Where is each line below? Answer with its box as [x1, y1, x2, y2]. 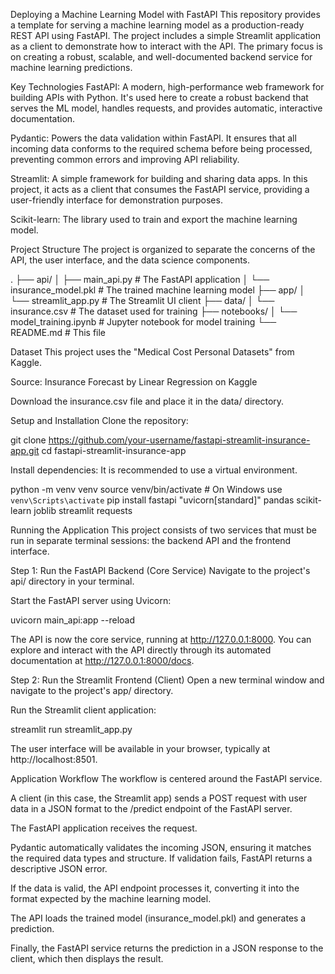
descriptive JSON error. [10, 863, 108, 874]
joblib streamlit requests [33, 505, 133, 516]
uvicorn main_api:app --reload [10, 614, 136, 626]
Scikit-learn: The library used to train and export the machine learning [10, 214, 298, 225]
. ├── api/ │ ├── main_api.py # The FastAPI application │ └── [10, 274, 270, 285]
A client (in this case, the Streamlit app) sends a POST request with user [10, 792, 308, 804]
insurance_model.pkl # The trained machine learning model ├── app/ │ [10, 284, 306, 296]
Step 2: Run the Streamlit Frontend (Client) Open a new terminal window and [10, 674, 325, 686]
